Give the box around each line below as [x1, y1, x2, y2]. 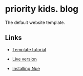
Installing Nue [12, 65, 40, 71]
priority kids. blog [5, 3, 79, 15]
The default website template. [5, 19, 65, 25]
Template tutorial [12, 46, 46, 52]
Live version [12, 56, 37, 62]
